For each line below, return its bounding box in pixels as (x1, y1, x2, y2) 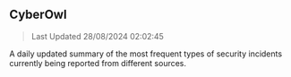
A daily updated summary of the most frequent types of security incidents (9, 48, 283, 59)
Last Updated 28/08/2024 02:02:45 (30, 30, 164, 41)
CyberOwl (9, 7, 67, 22)
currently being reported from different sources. (9, 57, 186, 68)
